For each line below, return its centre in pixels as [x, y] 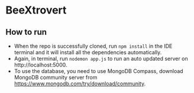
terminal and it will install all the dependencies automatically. [88, 52]
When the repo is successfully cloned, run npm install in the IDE [93, 46]
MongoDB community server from [56, 77]
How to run [26, 32]
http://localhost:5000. [41, 65]
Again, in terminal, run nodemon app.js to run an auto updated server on [101, 59]
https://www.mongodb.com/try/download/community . [80, 84]
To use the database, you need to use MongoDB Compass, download [99, 71]
